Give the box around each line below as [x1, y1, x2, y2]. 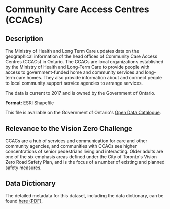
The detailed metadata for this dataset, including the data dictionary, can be [5, 192, 164, 198]
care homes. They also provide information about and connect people [16, 75, 162, 80]
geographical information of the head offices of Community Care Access [5, 53, 158, 59]
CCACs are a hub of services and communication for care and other [5, 138, 147, 144]
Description [5, 34, 43, 43]
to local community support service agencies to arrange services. [5, 80, 143, 86]
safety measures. [5, 164, 42, 171]
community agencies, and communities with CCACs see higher [5, 143, 137, 149]
